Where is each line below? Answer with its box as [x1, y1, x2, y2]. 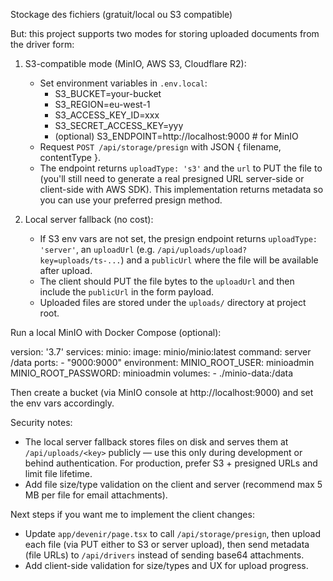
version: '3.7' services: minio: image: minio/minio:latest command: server [10, 346, 312, 358]
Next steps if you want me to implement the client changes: [10, 509, 255, 520]
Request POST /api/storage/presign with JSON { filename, [39, 141, 282, 153]
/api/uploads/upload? [157, 245, 248, 255]
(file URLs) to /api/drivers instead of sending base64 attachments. [24, 549, 305, 561]
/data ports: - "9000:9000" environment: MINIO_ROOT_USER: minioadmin [10, 357, 315, 368]
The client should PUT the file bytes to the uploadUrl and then [39, 275, 295, 287]
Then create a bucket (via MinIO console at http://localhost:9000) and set [10, 387, 314, 398]
